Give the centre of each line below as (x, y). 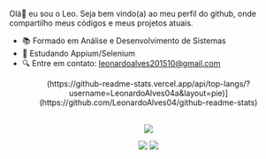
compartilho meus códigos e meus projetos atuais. (101, 23)
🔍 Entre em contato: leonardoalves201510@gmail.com (121, 63)
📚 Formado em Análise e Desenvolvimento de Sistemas (124, 41)
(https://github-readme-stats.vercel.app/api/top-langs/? (148, 83)
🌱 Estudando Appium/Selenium (78, 53)
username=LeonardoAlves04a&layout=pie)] (148, 93)
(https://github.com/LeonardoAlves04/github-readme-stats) (148, 102)
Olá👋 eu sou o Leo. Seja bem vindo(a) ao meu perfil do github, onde (133, 14)
